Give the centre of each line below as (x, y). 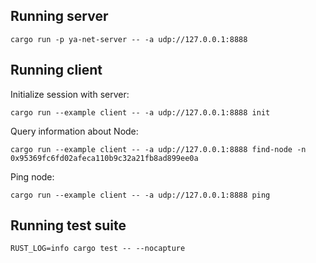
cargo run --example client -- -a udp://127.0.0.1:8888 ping (140, 195)
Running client (56, 70)
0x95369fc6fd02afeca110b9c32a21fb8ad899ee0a (104, 158)
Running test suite (68, 225)
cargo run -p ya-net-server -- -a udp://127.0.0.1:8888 (129, 39)
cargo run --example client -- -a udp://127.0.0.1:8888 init (140, 112)
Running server (59, 16)
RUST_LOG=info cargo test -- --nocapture (98, 249)
